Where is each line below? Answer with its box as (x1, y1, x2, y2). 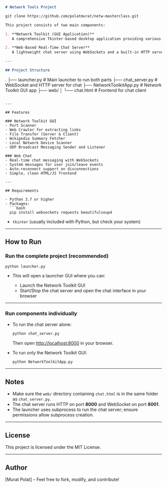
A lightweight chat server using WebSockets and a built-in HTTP (11, 50, 150, 55)
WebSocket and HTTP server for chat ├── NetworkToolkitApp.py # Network (5, 82, 162, 88)
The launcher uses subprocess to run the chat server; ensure (12, 406, 138, 412)
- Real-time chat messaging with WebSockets (5, 158, 99, 162)
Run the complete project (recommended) (5, 252, 109, 259)
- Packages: (5, 201, 30, 206)
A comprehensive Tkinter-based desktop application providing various (11, 36, 162, 41)
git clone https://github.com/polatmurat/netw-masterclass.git (5, 13, 139, 18)
